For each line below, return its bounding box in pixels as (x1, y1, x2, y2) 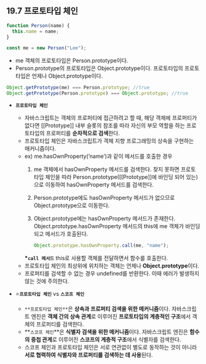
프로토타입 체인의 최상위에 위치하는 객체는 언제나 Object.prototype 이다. (24, 262, 200, 269)
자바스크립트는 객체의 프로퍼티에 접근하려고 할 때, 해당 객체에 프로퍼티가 (24, 114, 197, 122)
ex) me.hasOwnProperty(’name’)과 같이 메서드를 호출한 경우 (24, 152, 173, 160)
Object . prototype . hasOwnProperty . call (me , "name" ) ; (33, 242, 169, 249)
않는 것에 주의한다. (24, 277, 69, 285)
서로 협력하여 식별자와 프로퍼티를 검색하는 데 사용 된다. (24, 351, 153, 358)
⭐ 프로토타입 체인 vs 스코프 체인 (15, 290, 85, 297)
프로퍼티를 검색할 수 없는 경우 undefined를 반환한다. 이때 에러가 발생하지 (24, 269, 200, 277)
